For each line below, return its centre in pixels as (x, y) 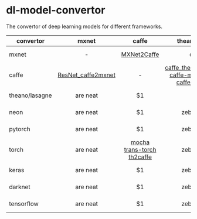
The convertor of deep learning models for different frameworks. (84, 26)
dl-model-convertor (56, 10)
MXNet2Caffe (140, 54)
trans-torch (140, 149)
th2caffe (140, 157)
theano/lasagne (30, 95)
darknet (20, 187)
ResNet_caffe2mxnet (87, 75)
